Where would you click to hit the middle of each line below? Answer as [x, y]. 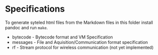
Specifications [35, 9]
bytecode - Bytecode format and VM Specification [62, 37]
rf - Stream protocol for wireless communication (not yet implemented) [83, 47]
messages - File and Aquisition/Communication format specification [80, 42]
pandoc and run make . [26, 27]
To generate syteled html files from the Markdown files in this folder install [79, 22]
